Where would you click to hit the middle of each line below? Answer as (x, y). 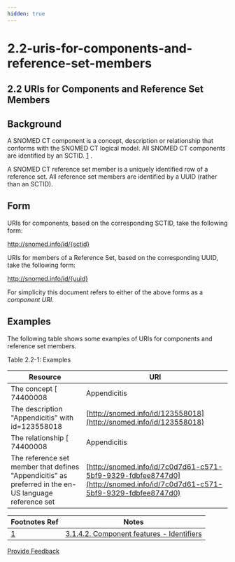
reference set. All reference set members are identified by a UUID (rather (112, 177)
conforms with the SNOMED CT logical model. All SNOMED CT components (116, 149)
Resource (45, 377)
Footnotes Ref (35, 521)
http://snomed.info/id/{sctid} (48, 244)
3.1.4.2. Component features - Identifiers (134, 533)
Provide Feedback (33, 551)
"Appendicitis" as (39, 475)
